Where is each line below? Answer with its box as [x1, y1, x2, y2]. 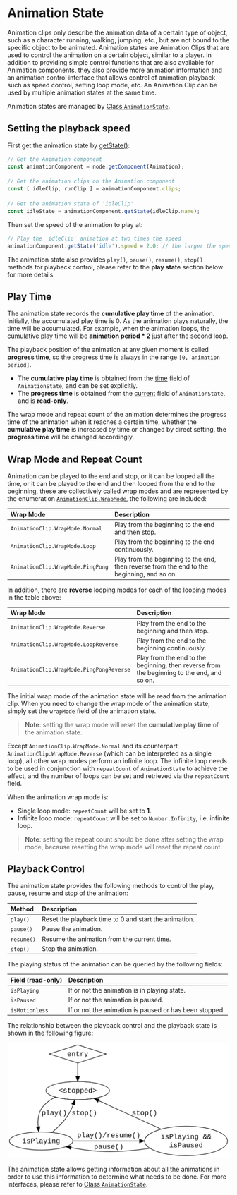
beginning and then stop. [136, 626, 209, 635]
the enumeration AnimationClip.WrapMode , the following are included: [7, 495, 207, 503]
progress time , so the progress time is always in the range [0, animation [7, 353, 220, 361]
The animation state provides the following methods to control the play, [7, 882, 214, 890]
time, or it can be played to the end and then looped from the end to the [7, 480, 216, 488]
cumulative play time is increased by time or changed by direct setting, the [7, 425, 227, 434]
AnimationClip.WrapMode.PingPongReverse [10, 666, 131, 673]
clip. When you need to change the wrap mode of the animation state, [7, 699, 210, 708]
